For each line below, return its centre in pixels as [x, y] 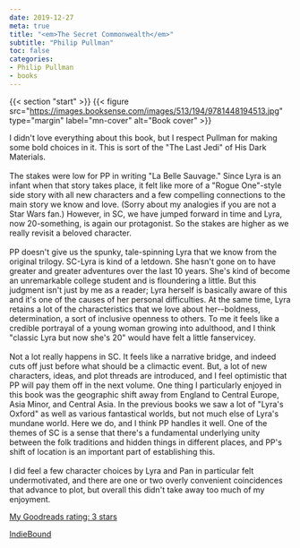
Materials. [28, 157]
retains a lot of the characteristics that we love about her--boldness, [135, 309]
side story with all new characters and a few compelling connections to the [147, 194]
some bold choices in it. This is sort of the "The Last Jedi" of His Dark [138, 147]
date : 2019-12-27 [42, 17]
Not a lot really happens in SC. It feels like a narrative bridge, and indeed [143, 356]
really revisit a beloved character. [70, 233]
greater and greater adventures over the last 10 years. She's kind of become [150, 270]
